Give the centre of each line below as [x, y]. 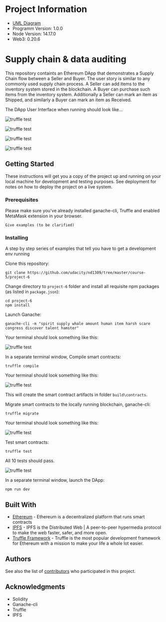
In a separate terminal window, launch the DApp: [55, 480]
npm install [17, 305]
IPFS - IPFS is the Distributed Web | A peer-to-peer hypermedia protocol [87, 527]
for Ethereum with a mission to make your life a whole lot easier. [78, 543]
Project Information [46, 9]
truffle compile [22, 366]
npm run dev [17, 489]
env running [17, 254]
